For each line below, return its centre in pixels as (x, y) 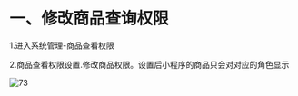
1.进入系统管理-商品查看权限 (62, 45)
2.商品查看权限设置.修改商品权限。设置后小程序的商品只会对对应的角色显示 (149, 64)
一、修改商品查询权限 (89, 19)
